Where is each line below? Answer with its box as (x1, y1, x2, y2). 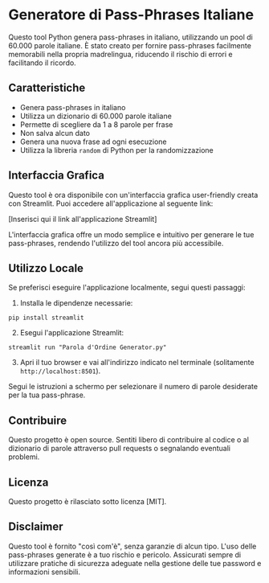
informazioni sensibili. (8, 567, 80, 577)
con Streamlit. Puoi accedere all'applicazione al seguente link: (8, 199, 214, 208)
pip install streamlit (8, 314, 84, 322)
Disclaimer (8, 520, 63, 534)
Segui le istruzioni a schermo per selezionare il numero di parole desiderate (8, 382, 259, 392)
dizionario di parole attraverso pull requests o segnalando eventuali (8, 444, 231, 454)
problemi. (8, 452, 40, 462)
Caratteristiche (8, 81, 86, 95)
